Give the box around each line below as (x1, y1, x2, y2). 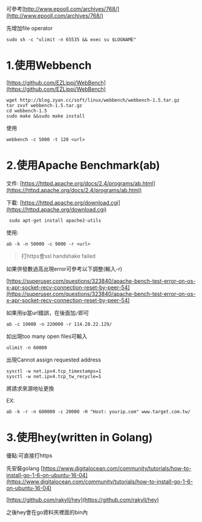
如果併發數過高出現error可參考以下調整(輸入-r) (6, 265, 123, 273)
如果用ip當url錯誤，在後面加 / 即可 (6, 309, 90, 316)
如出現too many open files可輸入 (6, 332, 88, 340)
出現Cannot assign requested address (6, 356, 102, 363)
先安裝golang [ (6, 464, 44, 472)
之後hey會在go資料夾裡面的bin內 (6, 508, 88, 516)
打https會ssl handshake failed (21, 252, 96, 259)
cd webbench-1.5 (6, 108, 47, 114)
